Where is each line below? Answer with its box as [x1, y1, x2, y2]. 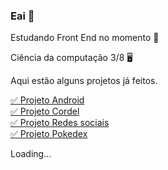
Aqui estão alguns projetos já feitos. [10, 75, 158, 87]
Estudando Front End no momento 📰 [10, 32, 160, 44]
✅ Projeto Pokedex [10, 128, 88, 140]
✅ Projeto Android [10, 94, 85, 106]
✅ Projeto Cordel [10, 105, 80, 118]
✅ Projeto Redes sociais [10, 117, 110, 129]
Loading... [10, 148, 52, 160]
